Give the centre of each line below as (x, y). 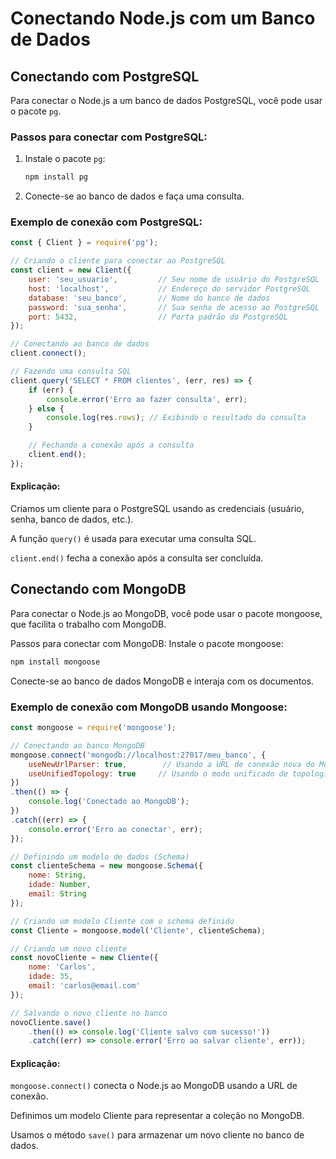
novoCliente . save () (51, 1022)
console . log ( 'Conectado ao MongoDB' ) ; (109, 802)
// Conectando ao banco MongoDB (77, 745)
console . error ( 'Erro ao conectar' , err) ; (115, 829)
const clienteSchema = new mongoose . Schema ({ (106, 866)
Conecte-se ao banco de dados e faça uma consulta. (134, 196)
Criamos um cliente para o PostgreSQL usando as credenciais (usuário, (157, 509)
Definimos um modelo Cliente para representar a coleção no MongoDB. (157, 1116)
